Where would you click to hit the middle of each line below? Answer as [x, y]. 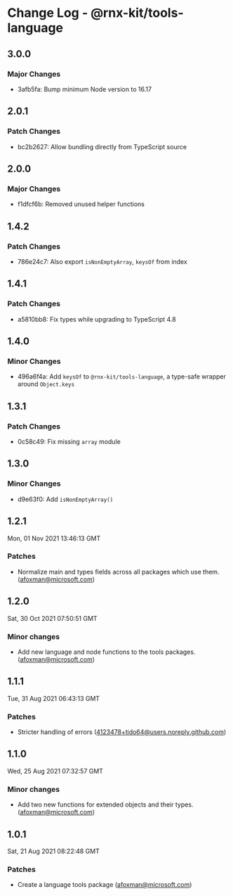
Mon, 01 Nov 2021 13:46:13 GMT [54, 538]
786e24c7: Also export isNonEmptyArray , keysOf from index [102, 261]
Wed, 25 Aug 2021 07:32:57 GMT [55, 771]
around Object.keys [46, 384]
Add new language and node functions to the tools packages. [106, 652]
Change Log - [48, 13]
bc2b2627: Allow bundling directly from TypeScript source [102, 146]
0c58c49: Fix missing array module [69, 442]
